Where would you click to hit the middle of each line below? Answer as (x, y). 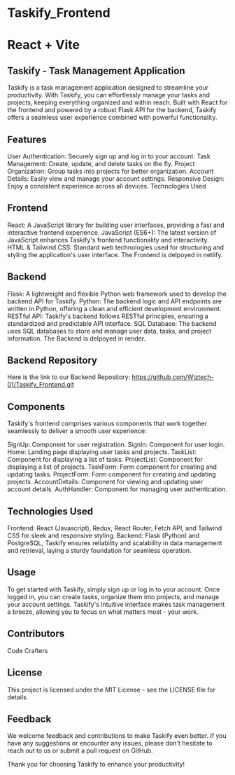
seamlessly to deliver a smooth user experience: (77, 431)
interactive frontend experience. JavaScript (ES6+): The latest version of (112, 232)
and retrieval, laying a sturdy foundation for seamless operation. (99, 551)
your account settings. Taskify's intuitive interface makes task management (116, 604)
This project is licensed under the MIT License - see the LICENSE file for (111, 690)
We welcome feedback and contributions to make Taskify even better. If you (117, 736)
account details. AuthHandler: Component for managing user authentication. (117, 489)
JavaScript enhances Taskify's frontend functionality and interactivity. (108, 240)
